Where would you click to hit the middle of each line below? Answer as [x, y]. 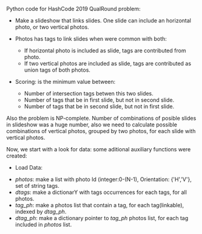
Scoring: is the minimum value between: [65, 82]
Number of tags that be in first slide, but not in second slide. [99, 100]
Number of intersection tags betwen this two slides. [89, 93]
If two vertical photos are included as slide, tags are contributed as [108, 64]
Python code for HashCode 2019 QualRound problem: [73, 9]
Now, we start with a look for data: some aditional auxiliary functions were [99, 149]
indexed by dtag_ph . [41, 212]
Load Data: [29, 167]
